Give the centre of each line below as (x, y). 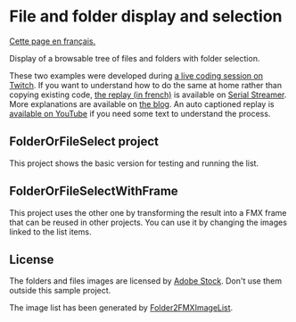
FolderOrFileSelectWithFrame (94, 191)
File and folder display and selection (146, 17)
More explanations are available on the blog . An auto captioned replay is (142, 103)
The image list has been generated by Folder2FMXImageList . (121, 308)
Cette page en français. (53, 41)
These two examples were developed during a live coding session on (136, 75)
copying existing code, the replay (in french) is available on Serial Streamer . (148, 95)
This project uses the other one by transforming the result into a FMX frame (148, 212)
